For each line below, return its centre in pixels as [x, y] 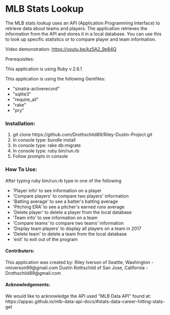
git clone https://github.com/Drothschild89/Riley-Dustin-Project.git [82, 135]
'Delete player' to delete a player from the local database [72, 212]
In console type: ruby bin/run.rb [46, 151]
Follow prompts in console [40, 156]
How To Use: [21, 170]
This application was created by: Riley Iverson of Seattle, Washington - [79, 262]
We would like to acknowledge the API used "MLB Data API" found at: [78, 296]
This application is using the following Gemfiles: [55, 78]
